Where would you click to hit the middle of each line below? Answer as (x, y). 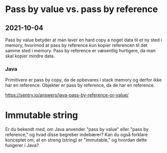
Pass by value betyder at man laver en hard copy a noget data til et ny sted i (83, 40)
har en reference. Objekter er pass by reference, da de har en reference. (80, 85)
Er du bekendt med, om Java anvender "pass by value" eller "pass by (77, 129)
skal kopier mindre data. (30, 56)
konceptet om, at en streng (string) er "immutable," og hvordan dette (76, 140)
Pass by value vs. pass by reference (81, 9)
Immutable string (42, 116)
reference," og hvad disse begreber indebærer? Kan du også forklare (76, 135)
